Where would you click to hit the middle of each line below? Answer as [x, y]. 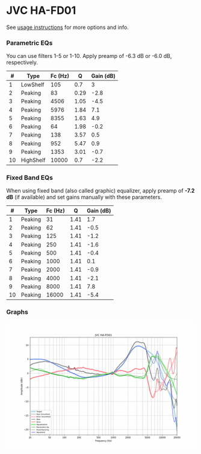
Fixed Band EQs [29, 177]
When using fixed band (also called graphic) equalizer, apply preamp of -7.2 [100, 191]
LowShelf [32, 85]
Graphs [17, 312]
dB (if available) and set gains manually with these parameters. [84, 197]
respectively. [22, 62]
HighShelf [33, 160]
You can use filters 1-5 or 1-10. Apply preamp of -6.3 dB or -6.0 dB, [89, 56]
